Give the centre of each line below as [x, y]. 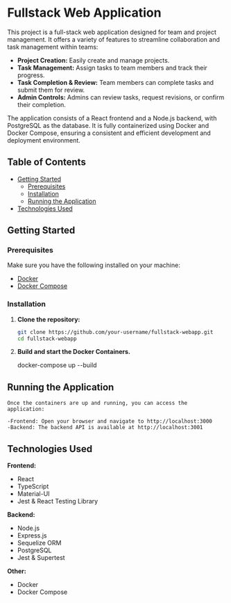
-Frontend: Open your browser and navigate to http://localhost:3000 [110, 421]
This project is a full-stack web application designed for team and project [112, 32]
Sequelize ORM [39, 543]
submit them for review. [51, 90]
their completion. [41, 104]
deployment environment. [44, 140]
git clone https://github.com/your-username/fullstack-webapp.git [115, 332]
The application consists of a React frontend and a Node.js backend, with [112, 118]
